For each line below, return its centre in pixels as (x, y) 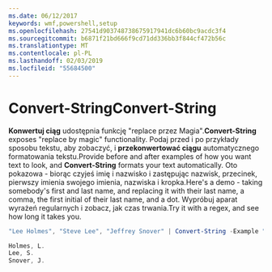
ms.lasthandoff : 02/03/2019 (56, 61)
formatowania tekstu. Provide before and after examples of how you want (130, 156)
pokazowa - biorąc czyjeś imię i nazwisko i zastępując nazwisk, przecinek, (133, 174)
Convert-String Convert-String (113, 108)
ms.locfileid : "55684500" (52, 69)
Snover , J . (27, 261)
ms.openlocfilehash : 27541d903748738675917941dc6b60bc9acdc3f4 (117, 31)
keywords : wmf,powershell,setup (63, 23)
